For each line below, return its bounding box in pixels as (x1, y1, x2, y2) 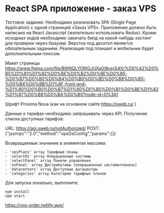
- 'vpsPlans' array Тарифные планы (5, 150, 78, 154)
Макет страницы (5, 60, 40, 66)
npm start (5, 193, 26, 198)
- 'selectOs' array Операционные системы (5, 153, 91, 159)
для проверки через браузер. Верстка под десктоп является (5, 40, 133, 46)
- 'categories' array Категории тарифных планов (5, 171, 107, 176)
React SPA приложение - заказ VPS (5, 3, 157, 14)
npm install (5, 189, 29, 194)
